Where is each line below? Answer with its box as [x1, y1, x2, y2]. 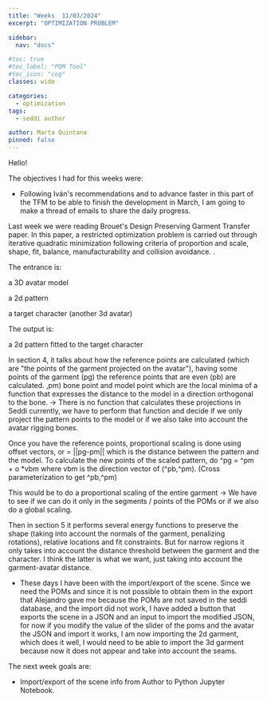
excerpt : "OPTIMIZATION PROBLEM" [8, 19, 120, 27]
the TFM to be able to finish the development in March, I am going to [19, 197, 245, 207]
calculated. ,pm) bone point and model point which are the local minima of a [8, 381, 258, 390]
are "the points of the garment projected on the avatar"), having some [8, 364, 238, 373]
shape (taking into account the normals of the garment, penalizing [8, 529, 226, 538]
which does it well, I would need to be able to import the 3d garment [19, 638, 245, 647]
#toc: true [8, 55, 45, 64]
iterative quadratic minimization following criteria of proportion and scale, [8, 239, 249, 248]
